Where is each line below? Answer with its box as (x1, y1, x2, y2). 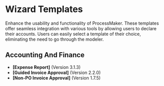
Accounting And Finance (5, 51, 85, 59)
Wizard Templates (5, 4, 83, 15)
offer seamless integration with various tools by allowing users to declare (5, 25, 157, 31)
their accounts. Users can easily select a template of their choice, (5, 31, 141, 37)
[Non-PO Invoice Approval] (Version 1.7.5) (12, 74, 101, 81)
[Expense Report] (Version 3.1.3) (12, 64, 81, 70)
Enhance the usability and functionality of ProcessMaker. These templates (5, 20, 159, 26)
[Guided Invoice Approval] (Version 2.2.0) (12, 69, 101, 75)
